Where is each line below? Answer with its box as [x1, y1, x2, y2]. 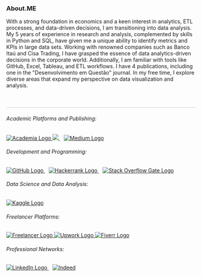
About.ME [6, 4, 37, 13]
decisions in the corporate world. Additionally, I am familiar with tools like [6, 56, 187, 64]
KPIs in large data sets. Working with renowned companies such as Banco [6, 43, 190, 51]
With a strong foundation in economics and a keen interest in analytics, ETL [6, 18, 194, 25]
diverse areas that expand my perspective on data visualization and [6, 75, 174, 82]
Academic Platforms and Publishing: [6, 114, 97, 122]
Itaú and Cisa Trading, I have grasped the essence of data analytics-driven [6, 50, 191, 57]
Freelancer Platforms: [6, 213, 60, 220]
